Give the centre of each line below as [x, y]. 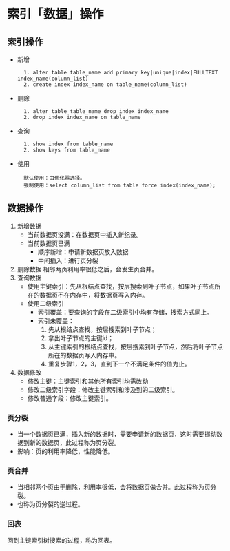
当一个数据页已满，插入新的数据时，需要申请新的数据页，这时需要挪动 [117, 434]
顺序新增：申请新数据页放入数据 [83, 251]
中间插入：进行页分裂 [68, 260]
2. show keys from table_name [67, 150]
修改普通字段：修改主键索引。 [70, 398]
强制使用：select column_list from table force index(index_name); [120, 185]
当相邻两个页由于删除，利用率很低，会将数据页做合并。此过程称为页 [114, 487]
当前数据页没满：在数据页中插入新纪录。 [85, 234]
